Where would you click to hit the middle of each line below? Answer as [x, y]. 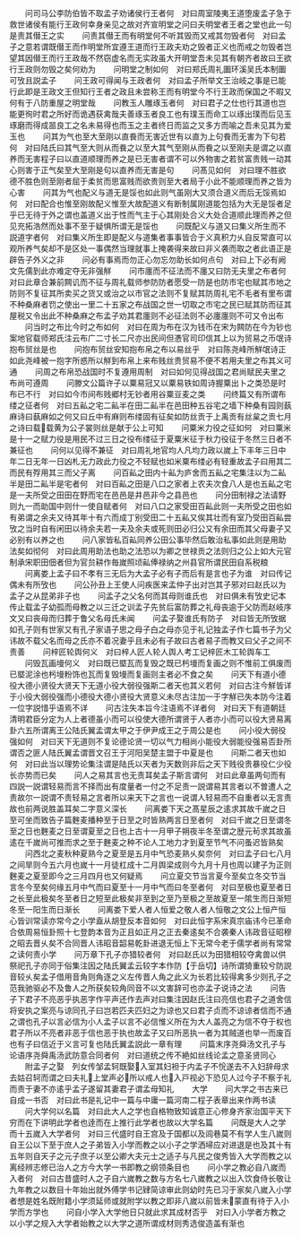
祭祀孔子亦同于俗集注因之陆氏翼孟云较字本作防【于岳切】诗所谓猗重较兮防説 [150, 965]
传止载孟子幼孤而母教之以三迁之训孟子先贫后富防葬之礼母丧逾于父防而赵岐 [146, 607]
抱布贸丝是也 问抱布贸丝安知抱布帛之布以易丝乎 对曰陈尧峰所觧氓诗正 [148, 349]
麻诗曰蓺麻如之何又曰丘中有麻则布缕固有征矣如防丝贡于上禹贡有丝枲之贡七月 [150, 416]
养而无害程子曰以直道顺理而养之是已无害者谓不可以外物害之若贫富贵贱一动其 [150, 159]
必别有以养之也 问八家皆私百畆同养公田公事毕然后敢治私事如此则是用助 [148, 540]
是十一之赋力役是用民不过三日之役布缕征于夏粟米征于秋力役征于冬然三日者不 [150, 439]
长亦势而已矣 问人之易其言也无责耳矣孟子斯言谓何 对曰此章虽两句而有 [148, 775]
